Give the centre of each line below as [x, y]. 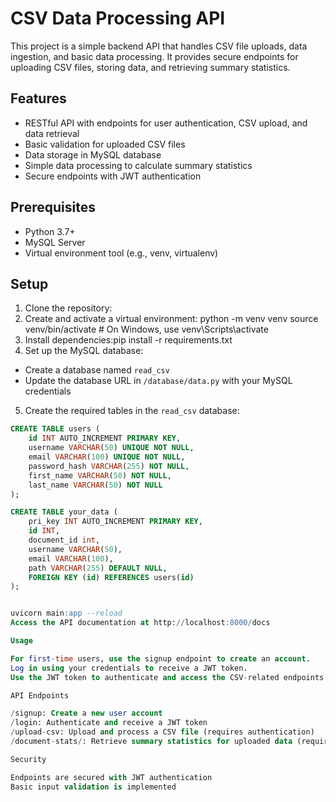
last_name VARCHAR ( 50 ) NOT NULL [95, 485]
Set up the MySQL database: [84, 351]
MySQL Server [55, 242]
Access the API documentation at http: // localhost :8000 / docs [140, 623]
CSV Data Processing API [118, 18]
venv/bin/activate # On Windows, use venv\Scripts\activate [146, 329]
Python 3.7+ [50, 231]
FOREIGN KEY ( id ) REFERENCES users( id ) [111, 577]
